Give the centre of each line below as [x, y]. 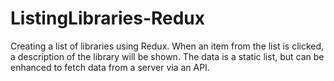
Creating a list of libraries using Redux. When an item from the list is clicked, [167, 46]
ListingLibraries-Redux [108, 18]
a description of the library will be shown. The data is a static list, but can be [167, 56]
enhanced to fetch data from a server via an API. [110, 67]
